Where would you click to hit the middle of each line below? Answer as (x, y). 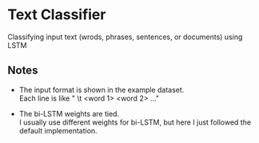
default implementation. (58, 130)
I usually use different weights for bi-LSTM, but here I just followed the (135, 122)
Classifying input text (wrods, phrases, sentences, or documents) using (125, 37)
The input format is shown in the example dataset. (102, 89)
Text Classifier (57, 15)
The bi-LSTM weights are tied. (69, 113)
